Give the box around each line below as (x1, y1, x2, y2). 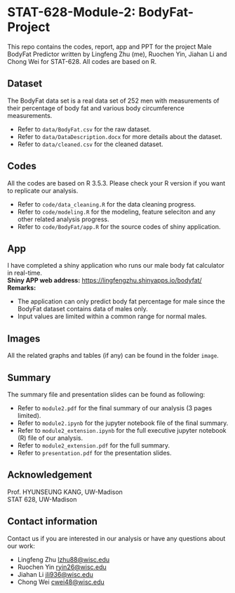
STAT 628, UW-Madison (7, 495, 77, 503)
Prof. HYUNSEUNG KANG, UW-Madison (7, 488, 123, 496)
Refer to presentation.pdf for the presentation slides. (17, 449, 172, 457)
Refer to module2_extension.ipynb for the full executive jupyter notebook (17, 426, 227, 434)
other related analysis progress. (17, 215, 110, 223)
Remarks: (7, 284, 36, 292)
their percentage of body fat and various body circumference (7, 103, 184, 112)
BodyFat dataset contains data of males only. (17, 305, 149, 313)
